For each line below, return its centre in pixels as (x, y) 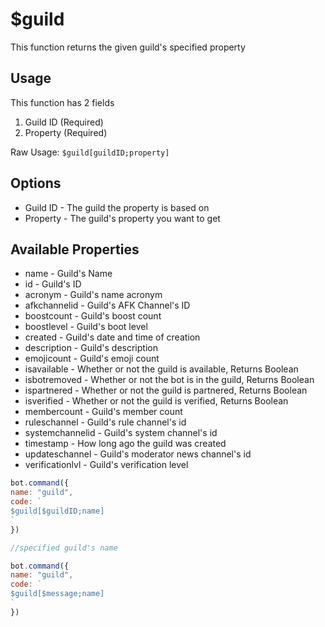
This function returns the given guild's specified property (128, 47)
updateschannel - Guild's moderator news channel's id (138, 454)
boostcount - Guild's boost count (93, 316)
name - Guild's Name (68, 274)
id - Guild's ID (53, 284)
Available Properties (75, 249)
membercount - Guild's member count (103, 412)
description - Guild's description (91, 348)
